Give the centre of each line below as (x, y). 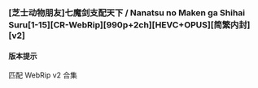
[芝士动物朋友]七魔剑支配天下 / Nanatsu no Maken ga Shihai (127, 12)
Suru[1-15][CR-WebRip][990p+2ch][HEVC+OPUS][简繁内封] (129, 24)
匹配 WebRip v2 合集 (43, 75)
